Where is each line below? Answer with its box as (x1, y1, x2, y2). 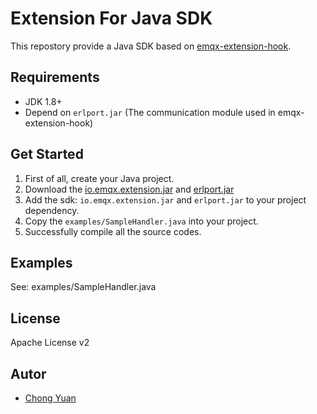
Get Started (10, 146, 84, 163)
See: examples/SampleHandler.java (10, 281, 157, 293)
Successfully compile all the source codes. (24, 225, 202, 237)
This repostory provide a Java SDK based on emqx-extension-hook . (10, 40, 292, 52)
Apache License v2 (10, 337, 90, 349)
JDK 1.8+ (24, 95, 63, 107)
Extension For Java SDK (10, 7, 213, 30)
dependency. (24, 204, 80, 216)
